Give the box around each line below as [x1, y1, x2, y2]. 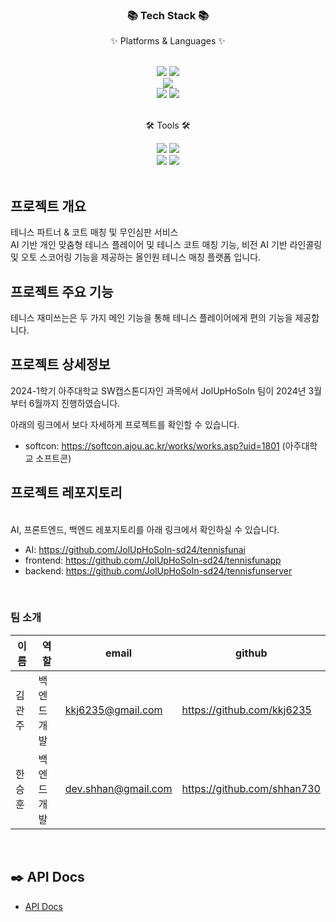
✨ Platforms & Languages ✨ [110, 35, 226, 47]
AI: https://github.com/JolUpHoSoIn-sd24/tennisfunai [24, 543, 246, 555]
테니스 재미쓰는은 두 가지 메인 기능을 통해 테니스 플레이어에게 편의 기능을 [10, 311, 293, 323]
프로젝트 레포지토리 [10, 484, 123, 502]
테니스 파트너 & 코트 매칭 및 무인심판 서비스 [10, 226, 179, 238]
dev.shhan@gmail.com [64, 781, 173, 795]
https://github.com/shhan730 [181, 781, 321, 795]
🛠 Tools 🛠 [145, 119, 191, 132]
